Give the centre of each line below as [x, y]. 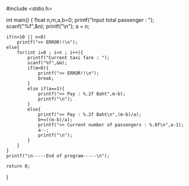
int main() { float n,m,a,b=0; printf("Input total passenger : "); [80, 20]
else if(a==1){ [46, 89]
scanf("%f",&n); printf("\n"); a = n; [48, 26]
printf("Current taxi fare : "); [69, 58]
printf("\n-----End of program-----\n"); [58, 156]
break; [46, 79]
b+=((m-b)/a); [55, 120]
